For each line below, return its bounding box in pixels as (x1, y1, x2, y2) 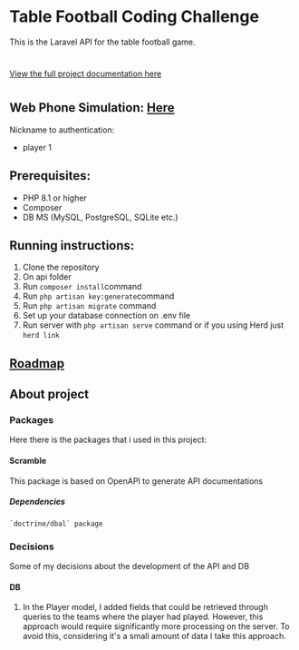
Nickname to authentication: (9, 124, 115, 135)
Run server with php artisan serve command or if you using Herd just (22, 320, 285, 330)
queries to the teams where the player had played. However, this (22, 611, 264, 623)
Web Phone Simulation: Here (9, 100, 175, 115)
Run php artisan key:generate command (22, 291, 175, 301)
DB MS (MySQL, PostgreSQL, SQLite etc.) (22, 212, 178, 222)
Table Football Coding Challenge (9, 6, 260, 27)
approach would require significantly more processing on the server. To (22, 621, 290, 632)
